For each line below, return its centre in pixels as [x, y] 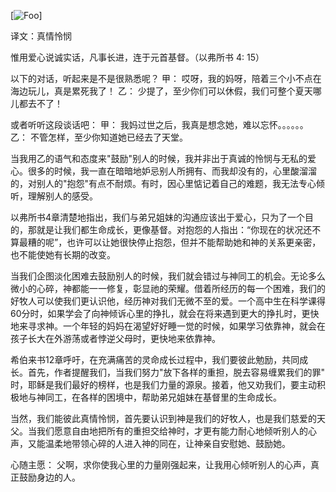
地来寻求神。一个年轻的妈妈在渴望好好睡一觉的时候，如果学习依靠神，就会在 [168, 326]
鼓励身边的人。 [49, 477]
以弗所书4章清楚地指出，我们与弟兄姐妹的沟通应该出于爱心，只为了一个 [158, 217]
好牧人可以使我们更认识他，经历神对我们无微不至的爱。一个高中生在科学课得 [168, 301]
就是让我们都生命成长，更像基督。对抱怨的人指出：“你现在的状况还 [174, 229]
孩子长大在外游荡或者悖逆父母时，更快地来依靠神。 [115, 338]
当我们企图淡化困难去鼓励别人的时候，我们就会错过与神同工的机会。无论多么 [168, 276]
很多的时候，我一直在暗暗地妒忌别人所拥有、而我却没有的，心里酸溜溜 [172, 171]
